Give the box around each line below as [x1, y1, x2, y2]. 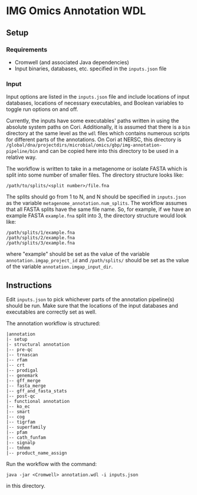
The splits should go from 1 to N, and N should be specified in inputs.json [6, 193, 186, 200]
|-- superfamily [6, 424, 46, 430]
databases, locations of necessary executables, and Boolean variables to [6, 99, 184, 107]
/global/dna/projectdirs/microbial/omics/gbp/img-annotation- [6, 142, 162, 148]
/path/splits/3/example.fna [6, 240, 75, 246]
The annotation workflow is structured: [6, 320, 101, 327]
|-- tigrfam [6, 419, 35, 425]
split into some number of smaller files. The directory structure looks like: [6, 171, 184, 178]
